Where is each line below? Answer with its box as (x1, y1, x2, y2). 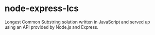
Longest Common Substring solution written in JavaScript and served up (4, 19, 150, 25)
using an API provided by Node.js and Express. (4, 24, 99, 30)
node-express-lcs (4, 3, 79, 14)
